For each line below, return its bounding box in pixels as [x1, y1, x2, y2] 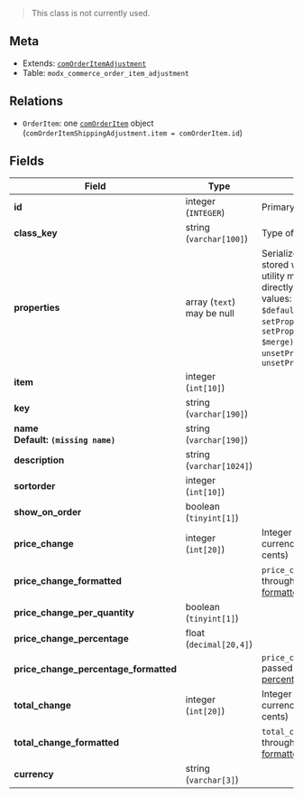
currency [14, 768, 54, 781]
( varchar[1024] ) [185, 460, 253, 473]
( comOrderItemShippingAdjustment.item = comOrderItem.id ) [22, 127, 243, 138]
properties [14, 302, 60, 315]
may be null [185, 307, 234, 320]
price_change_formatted [14, 575, 122, 587]
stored [261, 258, 289, 271]
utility [261, 270, 286, 283]
